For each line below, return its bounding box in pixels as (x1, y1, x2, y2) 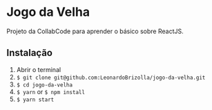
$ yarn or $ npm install (16, 87, 86, 95)
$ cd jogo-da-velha (16, 81, 73, 89)
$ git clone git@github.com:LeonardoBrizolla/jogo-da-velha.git (16, 74, 206, 81)
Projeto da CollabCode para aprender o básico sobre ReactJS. (6, 27, 184, 35)
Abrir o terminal (16, 65, 61, 73)
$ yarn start (16, 96, 55, 103)
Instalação (6, 47, 53, 59)
